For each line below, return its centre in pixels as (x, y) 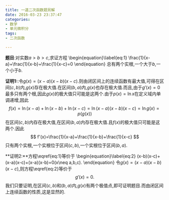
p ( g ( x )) (85, 113)
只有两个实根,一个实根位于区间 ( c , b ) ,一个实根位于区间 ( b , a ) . (66, 145)
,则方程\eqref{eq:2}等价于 (45, 169)
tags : (11, 33)
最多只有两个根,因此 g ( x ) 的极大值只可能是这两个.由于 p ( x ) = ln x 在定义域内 (81, 94)
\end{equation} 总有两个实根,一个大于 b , (115, 64)
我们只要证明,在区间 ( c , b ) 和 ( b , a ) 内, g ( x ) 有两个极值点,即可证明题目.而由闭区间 (84, 185)
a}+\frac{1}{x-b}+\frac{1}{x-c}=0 (39, 64)
